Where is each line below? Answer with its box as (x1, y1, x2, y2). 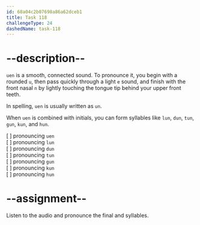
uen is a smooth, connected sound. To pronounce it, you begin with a (6, 72, 178, 79)
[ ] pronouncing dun (6, 145, 54, 153)
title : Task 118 (6, 14, 47, 21)
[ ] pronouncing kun (6, 164, 54, 172)
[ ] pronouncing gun (6, 158, 54, 165)
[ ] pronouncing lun (6, 139, 54, 146)
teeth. (6, 91, 21, 98)
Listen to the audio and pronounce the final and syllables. (6, 212, 149, 219)
